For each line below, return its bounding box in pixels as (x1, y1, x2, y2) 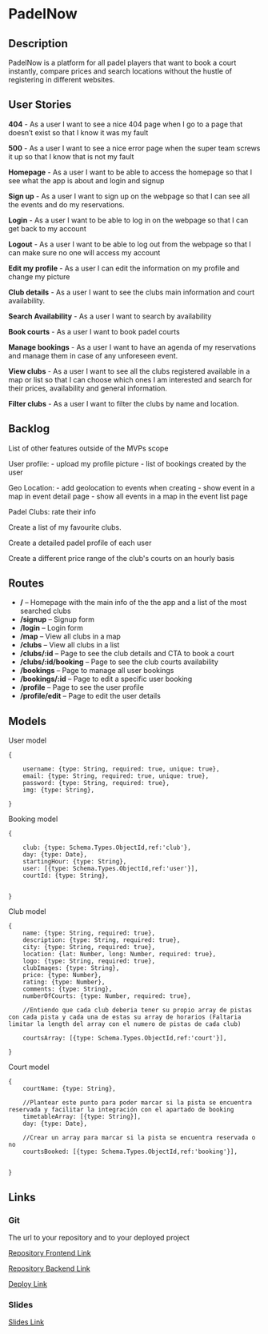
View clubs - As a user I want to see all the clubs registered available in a (8, 366, 250, 376)
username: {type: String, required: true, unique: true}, (22, 765, 220, 773)
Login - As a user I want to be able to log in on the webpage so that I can (8, 215, 249, 225)
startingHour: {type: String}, (22, 858, 127, 866)
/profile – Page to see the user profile (19, 683, 144, 692)
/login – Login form (19, 623, 84, 633)
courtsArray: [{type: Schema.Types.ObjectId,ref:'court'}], (22, 1034, 227, 1043)
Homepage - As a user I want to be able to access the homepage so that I (8, 167, 253, 177)
